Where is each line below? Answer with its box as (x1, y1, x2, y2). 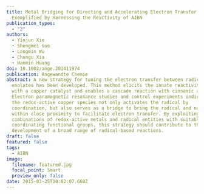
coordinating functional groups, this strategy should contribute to (12, 122, 191, 128)
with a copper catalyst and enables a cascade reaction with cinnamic (12, 88, 194, 94)
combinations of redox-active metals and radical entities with (12, 116, 178, 122)
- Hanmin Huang (12, 60, 50, 66)
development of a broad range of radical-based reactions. (12, 128, 165, 134)
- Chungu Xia (12, 54, 45, 60)
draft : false (6, 133, 39, 140)
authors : (6, 32, 29, 38)
